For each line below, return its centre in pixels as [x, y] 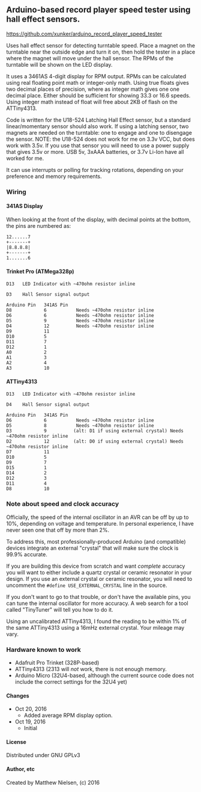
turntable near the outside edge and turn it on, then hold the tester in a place [101, 52]
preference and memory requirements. [54, 176]
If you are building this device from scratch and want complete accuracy [96, 566]
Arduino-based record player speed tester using [98, 10]
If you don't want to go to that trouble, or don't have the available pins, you [98, 597]
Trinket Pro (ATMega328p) [40, 271]
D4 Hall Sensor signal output [48, 405]
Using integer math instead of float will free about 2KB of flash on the [92, 102]
